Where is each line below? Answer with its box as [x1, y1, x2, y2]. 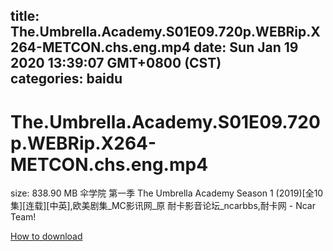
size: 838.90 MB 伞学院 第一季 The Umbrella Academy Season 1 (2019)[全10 [10, 187, 324, 199]
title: [10, 8, 40, 25]
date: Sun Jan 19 [193, 39, 299, 56]
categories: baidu [10, 70, 123, 88]
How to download [10, 230, 83, 243]
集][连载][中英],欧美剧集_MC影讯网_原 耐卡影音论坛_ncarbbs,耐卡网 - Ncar [10, 200, 316, 212]
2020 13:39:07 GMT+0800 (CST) [10, 55, 222, 72]
